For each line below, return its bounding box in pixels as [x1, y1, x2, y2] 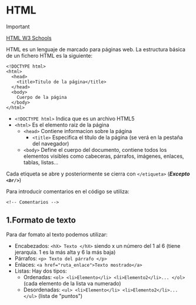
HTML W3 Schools [6, 34, 52, 41]
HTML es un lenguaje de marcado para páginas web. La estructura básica [6, 45, 185, 53]
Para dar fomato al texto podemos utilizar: [6, 231, 108, 238]
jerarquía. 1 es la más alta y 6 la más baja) [14, 248, 116, 256]
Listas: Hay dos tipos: [14, 267, 67, 274]
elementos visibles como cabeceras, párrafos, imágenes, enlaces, [23, 152, 184, 160]
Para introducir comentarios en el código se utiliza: [6, 188, 129, 195]
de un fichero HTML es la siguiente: [6, 52, 93, 59]
